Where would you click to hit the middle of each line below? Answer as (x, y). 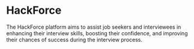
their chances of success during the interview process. (74, 39)
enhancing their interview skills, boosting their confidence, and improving (97, 33)
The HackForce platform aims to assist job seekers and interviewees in (94, 27)
